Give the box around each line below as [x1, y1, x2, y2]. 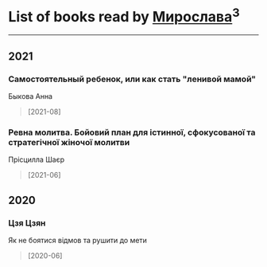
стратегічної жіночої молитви [8, 136, 130, 147]
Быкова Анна [8, 91, 53, 100]
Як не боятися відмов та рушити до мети [8, 235, 147, 245]
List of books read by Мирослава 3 [8, 5, 240, 26]
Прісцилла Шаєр [8, 155, 65, 164]
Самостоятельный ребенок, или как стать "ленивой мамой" [8, 73, 257, 84]
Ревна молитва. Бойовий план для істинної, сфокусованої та [8, 127, 256, 138]
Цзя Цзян [8, 217, 46, 228]
